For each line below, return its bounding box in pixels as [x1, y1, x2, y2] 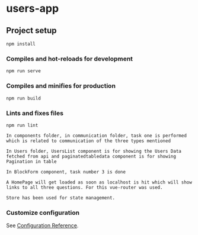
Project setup [6, 25, 58, 36]
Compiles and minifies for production [6, 82, 116, 90]
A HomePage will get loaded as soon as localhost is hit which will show [6, 179, 193, 185]
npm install [6, 41, 36, 47]
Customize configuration [6, 208, 80, 217]
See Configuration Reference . [6, 222, 79, 229]
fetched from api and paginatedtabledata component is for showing [6, 153, 177, 159]
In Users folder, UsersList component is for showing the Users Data [6, 148, 182, 154]
